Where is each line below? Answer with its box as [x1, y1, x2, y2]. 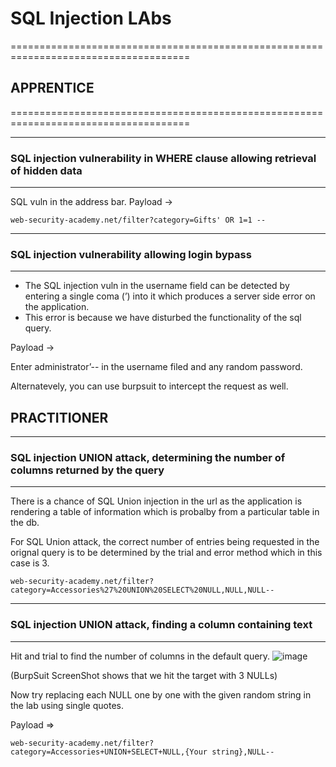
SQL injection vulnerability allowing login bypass [10, 247, 252, 261]
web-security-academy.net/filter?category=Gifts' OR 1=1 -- [10, 215, 267, 226]
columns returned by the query [10, 463, 165, 477]
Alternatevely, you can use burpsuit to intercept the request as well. [10, 380, 289, 392]
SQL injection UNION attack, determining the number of [10, 451, 286, 465]
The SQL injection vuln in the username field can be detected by [24, 280, 290, 292]
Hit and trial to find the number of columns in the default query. [10, 650, 271, 662]
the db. [10, 517, 40, 529]
